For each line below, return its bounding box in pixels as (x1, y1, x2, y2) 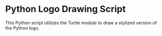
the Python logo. (5, 25, 40, 31)
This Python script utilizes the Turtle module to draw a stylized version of (5, 20, 157, 26)
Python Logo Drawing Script (5, 3, 126, 15)
